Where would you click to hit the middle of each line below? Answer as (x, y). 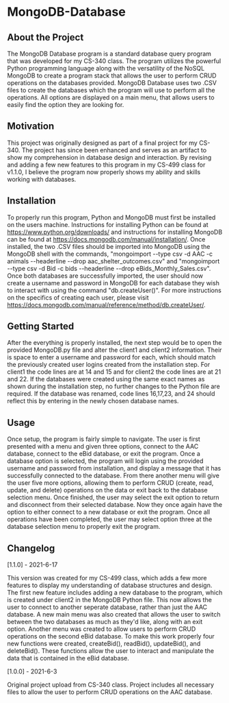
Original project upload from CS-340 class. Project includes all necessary (110, 685)
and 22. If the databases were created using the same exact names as (106, 379)
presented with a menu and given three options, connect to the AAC (103, 446)
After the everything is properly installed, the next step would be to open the (114, 343)
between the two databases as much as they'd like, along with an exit (105, 622)
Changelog (31, 548)
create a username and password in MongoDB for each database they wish (113, 283)
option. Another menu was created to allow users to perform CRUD (102, 629)
